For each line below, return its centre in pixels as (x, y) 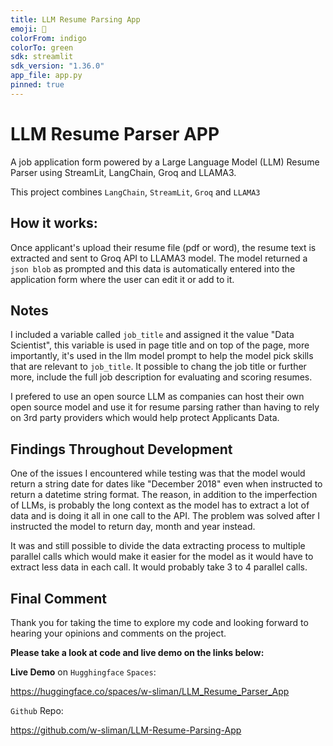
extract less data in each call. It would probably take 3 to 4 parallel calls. (159, 567)
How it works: (54, 223)
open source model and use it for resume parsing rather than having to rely (165, 407)
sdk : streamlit (42, 57)
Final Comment (58, 598)
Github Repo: (37, 710)
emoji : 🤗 (28, 29)
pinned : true (37, 85)
